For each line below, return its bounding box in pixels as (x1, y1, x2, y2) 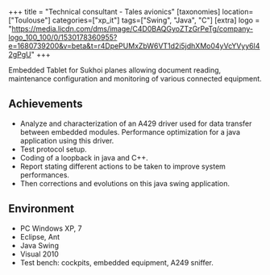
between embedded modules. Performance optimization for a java (19, 127, 240, 136)
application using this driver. (19, 135, 114, 145)
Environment (8, 202, 75, 216)
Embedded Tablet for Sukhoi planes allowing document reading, (8, 65, 222, 75)
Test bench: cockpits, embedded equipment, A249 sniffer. (19, 257, 214, 267)
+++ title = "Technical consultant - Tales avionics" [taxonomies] (8, 7, 221, 16)
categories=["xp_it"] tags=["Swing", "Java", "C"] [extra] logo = (52, 15, 260, 25)
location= (222, 7, 254, 16)
